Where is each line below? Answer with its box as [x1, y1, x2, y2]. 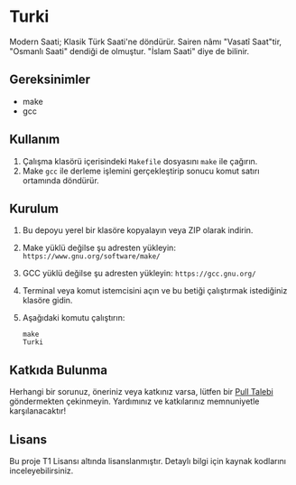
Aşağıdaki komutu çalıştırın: [22, 312, 125, 323]
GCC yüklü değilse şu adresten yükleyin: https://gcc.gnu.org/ [22, 268, 256, 279]
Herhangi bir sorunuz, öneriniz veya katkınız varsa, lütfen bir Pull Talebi [9, 387, 273, 397]
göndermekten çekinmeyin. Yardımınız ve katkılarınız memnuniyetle [9, 396, 260, 407]
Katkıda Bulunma [9, 362, 108, 378]
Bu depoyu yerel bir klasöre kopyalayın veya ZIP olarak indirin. [22, 225, 254, 236]
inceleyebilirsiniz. [9, 465, 74, 476]
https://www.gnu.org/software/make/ [22, 252, 161, 261]
